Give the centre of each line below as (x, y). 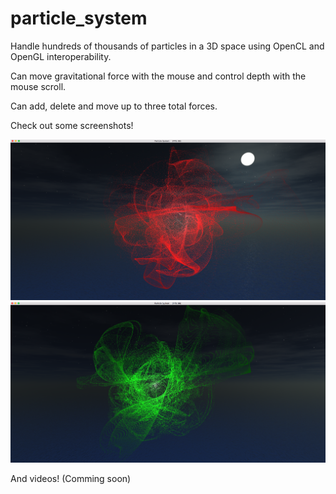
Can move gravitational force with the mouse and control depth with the (158, 76)
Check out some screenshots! (72, 125)
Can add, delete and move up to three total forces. (114, 106)
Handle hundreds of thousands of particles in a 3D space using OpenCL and (167, 46)
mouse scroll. (38, 86)
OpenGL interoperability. (61, 56)
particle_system (79, 18)
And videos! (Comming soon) (71, 479)
